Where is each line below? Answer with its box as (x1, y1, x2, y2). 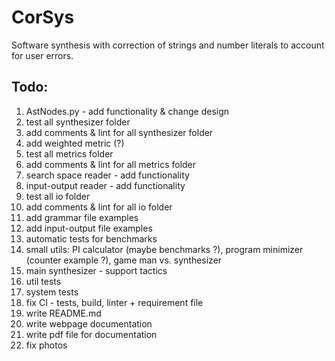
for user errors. (11, 49, 74, 61)
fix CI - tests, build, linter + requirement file (25, 296, 204, 308)
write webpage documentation (25, 317, 153, 330)
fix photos (25, 339, 68, 351)
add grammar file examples (25, 211, 139, 223)
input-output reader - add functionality (25, 179, 186, 191)
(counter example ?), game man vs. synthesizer (25, 254, 223, 266)
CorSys (11, 6, 75, 29)
